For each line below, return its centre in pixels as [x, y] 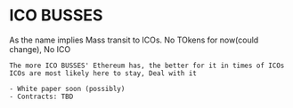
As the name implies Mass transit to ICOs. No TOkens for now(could [134, 40]
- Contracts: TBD [41, 96]
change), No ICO [40, 49]
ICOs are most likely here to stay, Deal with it [103, 73]
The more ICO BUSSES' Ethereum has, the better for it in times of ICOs [147, 66]
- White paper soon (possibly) [67, 89]
